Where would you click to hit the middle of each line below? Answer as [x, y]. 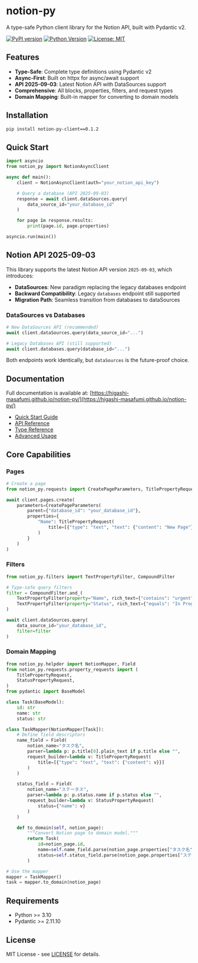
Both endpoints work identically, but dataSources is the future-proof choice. [98, 360]
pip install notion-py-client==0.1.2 [52, 129]
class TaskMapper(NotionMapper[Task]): [55, 729]
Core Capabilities [39, 455]
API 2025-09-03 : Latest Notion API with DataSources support [90, 84]
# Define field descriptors [51, 735]
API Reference [32, 424]
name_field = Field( [42, 741]
